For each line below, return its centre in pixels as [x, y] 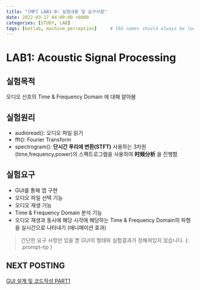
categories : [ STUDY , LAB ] [38, 23]
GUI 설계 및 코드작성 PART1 [38, 280]
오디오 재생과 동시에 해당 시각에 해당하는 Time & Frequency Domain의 [97, 220]
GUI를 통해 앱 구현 [36, 190]
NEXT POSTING [36, 266]
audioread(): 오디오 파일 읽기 [49, 133]
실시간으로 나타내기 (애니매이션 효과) [64, 227]
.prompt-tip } [36, 247]
